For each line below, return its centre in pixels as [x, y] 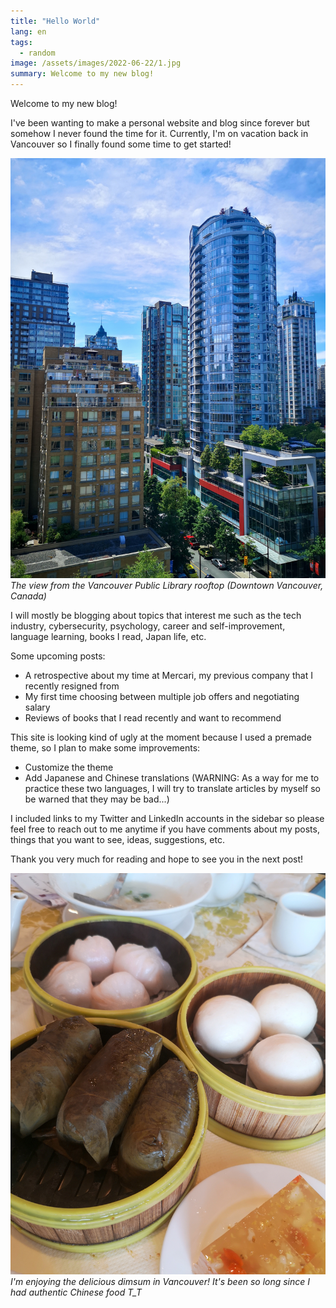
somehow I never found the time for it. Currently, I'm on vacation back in [159, 133]
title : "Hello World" [55, 21]
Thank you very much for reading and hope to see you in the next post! [157, 859]
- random [37, 53]
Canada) [28, 596]
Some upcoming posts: [58, 656]
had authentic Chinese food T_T [76, 1292]
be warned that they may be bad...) [97, 799]
